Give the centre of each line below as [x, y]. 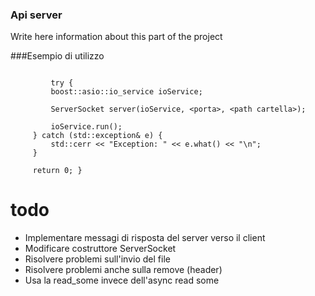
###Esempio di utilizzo [57, 56]
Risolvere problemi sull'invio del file [97, 259]
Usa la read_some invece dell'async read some [122, 280]
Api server [36, 15]
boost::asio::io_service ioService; [126, 92]
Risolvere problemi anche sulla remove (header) [123, 270]
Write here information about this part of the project [116, 37]
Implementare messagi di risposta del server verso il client [145, 238]
